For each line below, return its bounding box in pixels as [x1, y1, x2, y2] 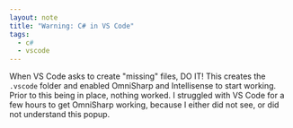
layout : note [9, 13, 58, 22]
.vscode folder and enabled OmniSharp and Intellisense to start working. [9, 81, 277, 91]
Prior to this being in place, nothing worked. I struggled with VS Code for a [9, 90, 285, 101]
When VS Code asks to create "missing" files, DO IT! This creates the [9, 71, 266, 81]
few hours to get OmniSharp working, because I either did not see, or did [9, 99, 280, 110]
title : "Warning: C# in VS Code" [9, 21, 135, 30]
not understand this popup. [9, 109, 111, 120]
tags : [9, 30, 30, 38]
